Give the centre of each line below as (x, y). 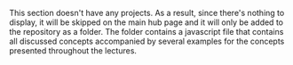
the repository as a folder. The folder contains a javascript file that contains (146, 32)
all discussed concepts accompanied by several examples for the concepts (147, 41)
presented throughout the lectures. (73, 51)
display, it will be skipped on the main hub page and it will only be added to (146, 22)
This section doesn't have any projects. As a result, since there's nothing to (147, 13)
